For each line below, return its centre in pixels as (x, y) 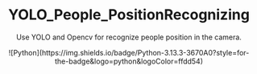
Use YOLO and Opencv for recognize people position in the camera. (129, 37)
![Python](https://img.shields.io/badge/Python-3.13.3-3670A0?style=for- (129, 52)
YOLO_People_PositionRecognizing (129, 15)
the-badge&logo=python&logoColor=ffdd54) (129, 61)
